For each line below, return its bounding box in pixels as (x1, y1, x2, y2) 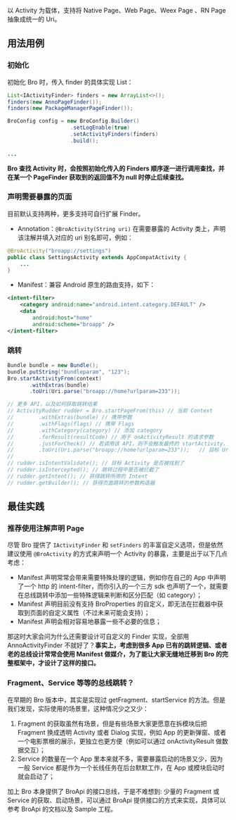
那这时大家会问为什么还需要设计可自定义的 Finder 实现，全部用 (7, 633, 190, 641)
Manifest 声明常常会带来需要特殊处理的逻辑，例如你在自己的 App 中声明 (17, 573, 226, 582)
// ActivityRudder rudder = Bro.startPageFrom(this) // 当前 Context (7, 407, 213, 414)
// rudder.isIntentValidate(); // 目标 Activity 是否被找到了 (7, 460, 185, 467)
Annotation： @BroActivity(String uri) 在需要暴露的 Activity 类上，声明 (17, 224, 226, 232)
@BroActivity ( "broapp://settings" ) (7, 247, 112, 254)
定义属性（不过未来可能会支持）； (54, 609, 150, 617)
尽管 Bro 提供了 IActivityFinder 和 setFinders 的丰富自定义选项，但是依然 (7, 541, 223, 549)
